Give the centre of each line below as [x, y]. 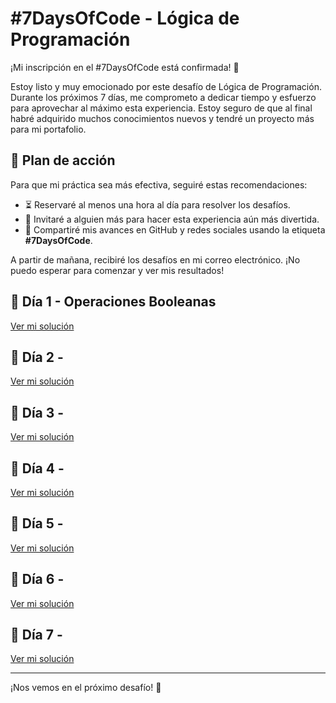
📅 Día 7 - [36, 635]
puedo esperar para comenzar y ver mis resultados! [117, 270]
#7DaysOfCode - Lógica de [125, 18]
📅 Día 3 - [37, 412]
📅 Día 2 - [37, 357]
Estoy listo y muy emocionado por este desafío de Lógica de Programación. [166, 86]
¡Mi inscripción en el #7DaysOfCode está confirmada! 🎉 [125, 67]
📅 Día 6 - [37, 579]
